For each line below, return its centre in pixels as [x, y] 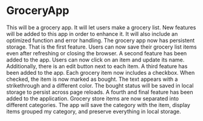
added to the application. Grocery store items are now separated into [93, 99]
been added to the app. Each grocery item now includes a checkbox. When [101, 72]
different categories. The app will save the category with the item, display [98, 105]
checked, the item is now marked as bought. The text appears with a [92, 79]
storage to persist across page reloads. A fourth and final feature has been [100, 92]
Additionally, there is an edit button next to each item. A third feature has [97, 66]
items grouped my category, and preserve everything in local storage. [94, 111]
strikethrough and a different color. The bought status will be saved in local [100, 85]
